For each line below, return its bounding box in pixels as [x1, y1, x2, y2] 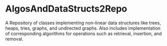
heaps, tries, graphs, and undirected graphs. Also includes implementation [5, 25, 161, 31]
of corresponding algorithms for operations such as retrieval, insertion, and [5, 30, 162, 36]
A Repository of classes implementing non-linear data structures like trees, [5, 20, 161, 26]
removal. [5, 36, 24, 42]
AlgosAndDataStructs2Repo [5, 3, 128, 15]
